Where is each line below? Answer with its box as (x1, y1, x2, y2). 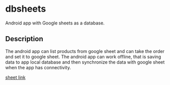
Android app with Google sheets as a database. (5, 20, 105, 26)
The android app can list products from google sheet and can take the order (5, 48, 164, 54)
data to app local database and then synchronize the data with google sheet (5, 59, 165, 65)
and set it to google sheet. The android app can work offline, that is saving (5, 53, 161, 60)
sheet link (5, 74, 26, 80)
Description (5, 35, 43, 43)
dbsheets (5, 3, 46, 15)
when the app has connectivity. (5, 64, 71, 70)
